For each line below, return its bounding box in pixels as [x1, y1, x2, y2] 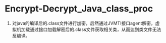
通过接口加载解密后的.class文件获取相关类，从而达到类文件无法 [29, 26, 161, 32]
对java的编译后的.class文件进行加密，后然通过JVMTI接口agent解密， [12, 20, 156, 26]
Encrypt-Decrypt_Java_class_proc [5, 3, 153, 14]
